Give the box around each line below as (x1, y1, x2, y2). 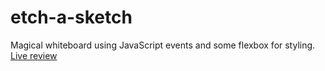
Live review (10, 49, 58, 61)
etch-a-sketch (10, 6, 133, 29)
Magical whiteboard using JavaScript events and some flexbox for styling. (10, 39, 316, 51)
